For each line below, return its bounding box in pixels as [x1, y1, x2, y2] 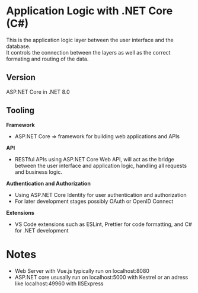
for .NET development [14, 227, 69, 234]
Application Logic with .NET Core [6, 4, 173, 18]
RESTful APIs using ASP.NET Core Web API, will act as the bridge [14, 155, 175, 163]
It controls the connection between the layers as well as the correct [6, 49, 171, 56]
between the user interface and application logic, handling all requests [14, 162, 187, 169]
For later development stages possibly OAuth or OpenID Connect [14, 198, 174, 205]
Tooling [6, 106, 34, 116]
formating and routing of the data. [6, 55, 89, 62]
